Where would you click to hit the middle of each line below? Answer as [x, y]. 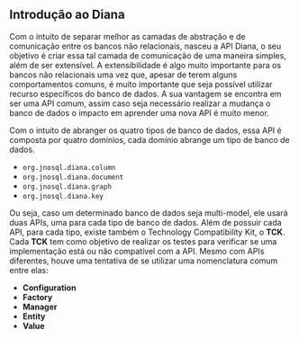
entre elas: [29, 270]
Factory [37, 297]
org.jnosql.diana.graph [67, 187]
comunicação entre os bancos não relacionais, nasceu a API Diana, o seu [145, 46]
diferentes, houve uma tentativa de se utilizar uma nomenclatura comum [144, 261]
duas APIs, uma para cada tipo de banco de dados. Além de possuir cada [145, 222]
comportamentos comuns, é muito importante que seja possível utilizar [141, 84]
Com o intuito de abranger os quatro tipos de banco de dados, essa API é [145, 130]
